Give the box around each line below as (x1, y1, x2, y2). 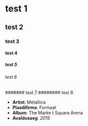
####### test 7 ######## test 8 (5, 89, 74, 95)
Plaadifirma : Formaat (12, 104, 56, 110)
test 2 (5, 23, 23, 31)
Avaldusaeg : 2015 (12, 115, 50, 121)
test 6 (5, 74, 17, 80)
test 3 (5, 38, 20, 45)
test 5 (5, 61, 17, 67)
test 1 (5, 3, 28, 14)
